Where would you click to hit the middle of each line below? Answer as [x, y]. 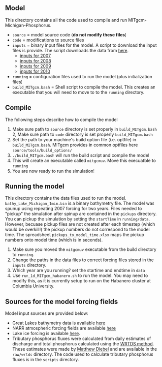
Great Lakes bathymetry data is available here [59, 323]
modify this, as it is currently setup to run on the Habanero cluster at [81, 281]
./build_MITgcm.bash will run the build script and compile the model [81, 155]
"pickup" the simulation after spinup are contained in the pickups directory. [81, 214]
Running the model [35, 186]
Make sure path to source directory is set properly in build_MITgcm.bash [84, 129]
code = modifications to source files [48, 40]
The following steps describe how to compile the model [62, 120]
